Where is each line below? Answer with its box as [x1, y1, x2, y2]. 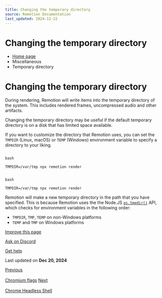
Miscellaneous [12, 59, 41, 65]
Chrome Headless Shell [5, 288, 52, 294]
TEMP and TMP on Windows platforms [12, 220, 84, 226]
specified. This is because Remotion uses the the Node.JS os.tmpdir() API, [5, 200, 157, 206]
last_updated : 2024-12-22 [5, 16, 58, 21]
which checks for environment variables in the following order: [5, 205, 131, 211]
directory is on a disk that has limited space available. [5, 122, 113, 128]
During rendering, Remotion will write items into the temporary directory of [5, 97, 155, 103]
